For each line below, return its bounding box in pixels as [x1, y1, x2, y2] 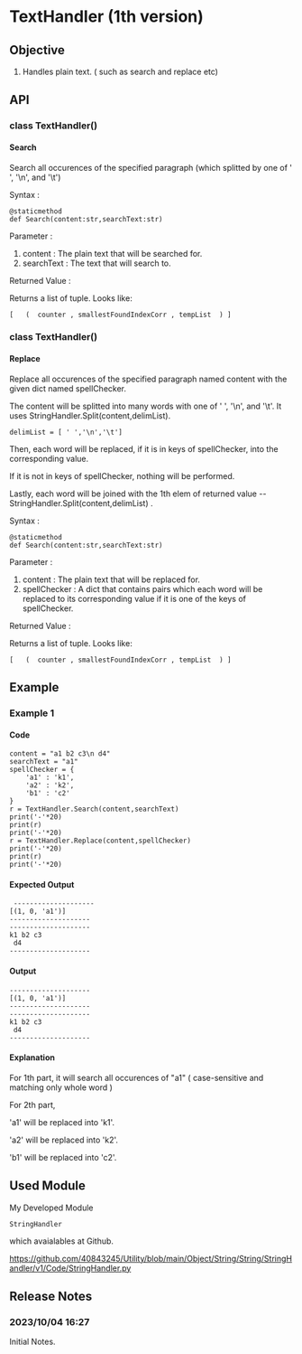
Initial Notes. [9, 1336, 56, 1348]
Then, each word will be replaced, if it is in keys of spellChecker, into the [9, 443, 279, 454]
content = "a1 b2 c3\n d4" [9, 749, 111, 758]
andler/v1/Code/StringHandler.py [9, 1263, 132, 1274]
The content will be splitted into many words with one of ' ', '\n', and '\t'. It [9, 400, 282, 411]
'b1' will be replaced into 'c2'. [9, 1152, 117, 1162]
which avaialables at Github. [9, 1236, 114, 1246]
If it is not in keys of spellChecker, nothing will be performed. [9, 470, 235, 481]
